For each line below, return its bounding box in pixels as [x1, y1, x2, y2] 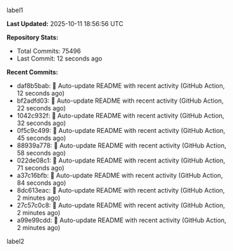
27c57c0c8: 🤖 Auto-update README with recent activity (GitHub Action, [16, 201, 225, 210]
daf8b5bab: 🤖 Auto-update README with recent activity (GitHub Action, [16, 82, 225, 90]
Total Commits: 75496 [16, 47, 81, 55]
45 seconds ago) [16, 134, 66, 142]
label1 [6, 6, 24, 14]
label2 [6, 237, 25, 245]
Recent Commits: [6, 68, 58, 76]
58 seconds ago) [16, 149, 66, 157]
